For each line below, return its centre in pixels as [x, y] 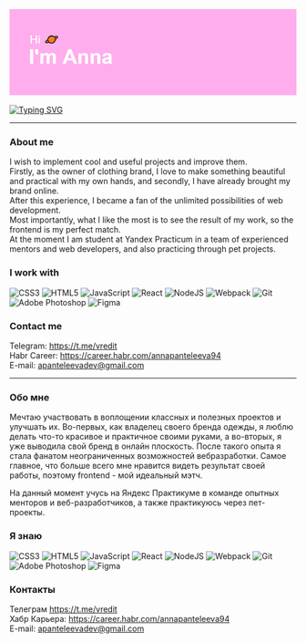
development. [35, 211]
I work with [35, 273]
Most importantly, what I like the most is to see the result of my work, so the [152, 220]
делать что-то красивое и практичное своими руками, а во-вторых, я [146, 437]
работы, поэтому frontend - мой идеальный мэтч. [106, 475]
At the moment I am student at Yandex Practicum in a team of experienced [149, 239]
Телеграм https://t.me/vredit [64, 609]
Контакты [33, 589]
